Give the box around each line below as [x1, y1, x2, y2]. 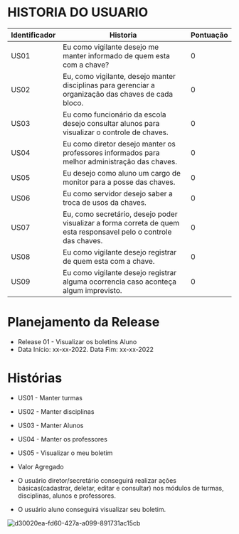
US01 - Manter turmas [17, 393, 83, 402]
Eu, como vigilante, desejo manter [63, 71, 176, 81]
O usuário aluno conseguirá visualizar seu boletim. [17, 505, 166, 513]
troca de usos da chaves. [63, 197, 147, 207]
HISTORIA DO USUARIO [7, 4, 148, 21]
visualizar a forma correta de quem [63, 218, 180, 228]
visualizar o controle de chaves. [63, 127, 169, 137]
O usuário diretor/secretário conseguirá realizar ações [17, 476, 176, 484]
